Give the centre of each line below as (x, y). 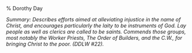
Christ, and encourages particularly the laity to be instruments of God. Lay (96, 26)
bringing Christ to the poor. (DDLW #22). (55, 44)
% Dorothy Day (24, 8)
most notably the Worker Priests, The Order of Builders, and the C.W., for (94, 38)
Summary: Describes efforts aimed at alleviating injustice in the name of (93, 19)
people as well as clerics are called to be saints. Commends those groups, (96, 32)
